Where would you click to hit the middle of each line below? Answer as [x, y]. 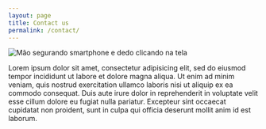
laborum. [23, 119]
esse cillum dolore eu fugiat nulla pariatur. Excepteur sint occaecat [117, 102]
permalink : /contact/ [44, 30]
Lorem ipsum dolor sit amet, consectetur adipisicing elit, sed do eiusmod [127, 68]
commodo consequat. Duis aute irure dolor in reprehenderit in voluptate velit [133, 93]
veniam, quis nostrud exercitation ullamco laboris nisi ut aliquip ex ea [121, 85]
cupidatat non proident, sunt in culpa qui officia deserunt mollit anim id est [130, 110]
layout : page [30, 15]
